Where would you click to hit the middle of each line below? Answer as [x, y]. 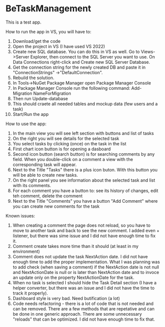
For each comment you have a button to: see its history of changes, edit [85, 191]
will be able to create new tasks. [45, 175]
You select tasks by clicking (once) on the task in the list [69, 143]
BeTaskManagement [48, 9]
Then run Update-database [40, 98]
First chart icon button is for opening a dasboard [62, 149]
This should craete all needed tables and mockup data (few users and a [85, 104]
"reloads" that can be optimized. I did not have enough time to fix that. [84, 319]
